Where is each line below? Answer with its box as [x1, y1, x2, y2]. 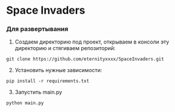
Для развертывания [6, 25, 69, 33]
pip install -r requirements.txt [6, 78, 90, 84]
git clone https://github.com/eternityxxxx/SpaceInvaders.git [6, 56, 164, 63]
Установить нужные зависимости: [14, 67, 103, 74]
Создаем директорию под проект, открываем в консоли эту [14, 38, 170, 45]
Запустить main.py [14, 89, 63, 96]
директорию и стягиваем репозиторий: [14, 45, 116, 52]
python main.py [6, 100, 44, 106]
